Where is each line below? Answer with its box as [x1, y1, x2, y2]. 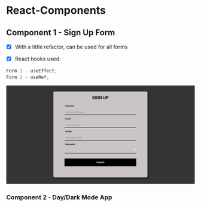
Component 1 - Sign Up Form [6, 28, 115, 38]
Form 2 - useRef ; [6, 74, 50, 80]
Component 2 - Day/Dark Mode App [6, 193, 112, 202]
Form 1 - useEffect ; [6, 68, 58, 74]
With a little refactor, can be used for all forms [14, 43, 128, 50]
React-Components [6, 4, 106, 17]
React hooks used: [14, 55, 61, 63]
